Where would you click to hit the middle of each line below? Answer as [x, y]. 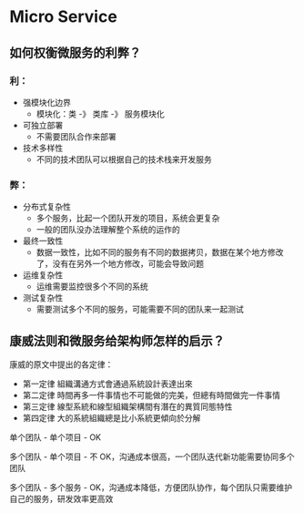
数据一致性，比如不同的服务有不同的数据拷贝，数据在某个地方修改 [160, 252]
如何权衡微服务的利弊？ [75, 52]
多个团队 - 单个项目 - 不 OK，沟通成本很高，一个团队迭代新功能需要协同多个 [152, 457]
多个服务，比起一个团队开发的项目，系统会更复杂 [128, 218]
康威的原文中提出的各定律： [61, 364]
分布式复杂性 [46, 207]
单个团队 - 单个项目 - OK [56, 437]
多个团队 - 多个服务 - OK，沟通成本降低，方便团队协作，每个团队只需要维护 [151, 487]
